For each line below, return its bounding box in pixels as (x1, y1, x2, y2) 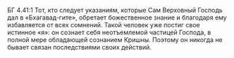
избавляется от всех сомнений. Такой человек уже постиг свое (7, 21, 200, 29)
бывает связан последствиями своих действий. (7, 43, 152, 51)
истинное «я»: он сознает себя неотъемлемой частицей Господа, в (7, 28, 211, 36)
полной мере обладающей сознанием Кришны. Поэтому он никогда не (7, 36, 223, 44)
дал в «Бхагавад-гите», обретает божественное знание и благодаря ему (7, 13, 227, 22)
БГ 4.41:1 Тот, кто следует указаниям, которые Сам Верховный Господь (7, 6, 223, 14)
